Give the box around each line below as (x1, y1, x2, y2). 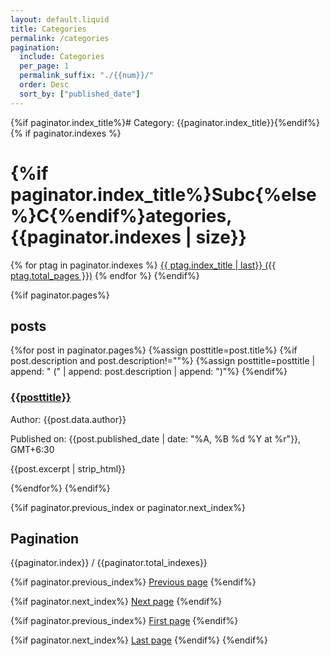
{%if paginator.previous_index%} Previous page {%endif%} (10, 576, 257, 588)
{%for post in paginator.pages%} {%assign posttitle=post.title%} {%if (10, 344, 298, 356)
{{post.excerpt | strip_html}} (10, 462, 127, 475)
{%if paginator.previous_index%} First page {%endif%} (10, 615, 239, 627)
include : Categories (19, 52, 105, 62)
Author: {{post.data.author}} (10, 413, 127, 425)
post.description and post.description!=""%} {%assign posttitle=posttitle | (10, 355, 316, 367)
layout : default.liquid (10, 14, 110, 25)
